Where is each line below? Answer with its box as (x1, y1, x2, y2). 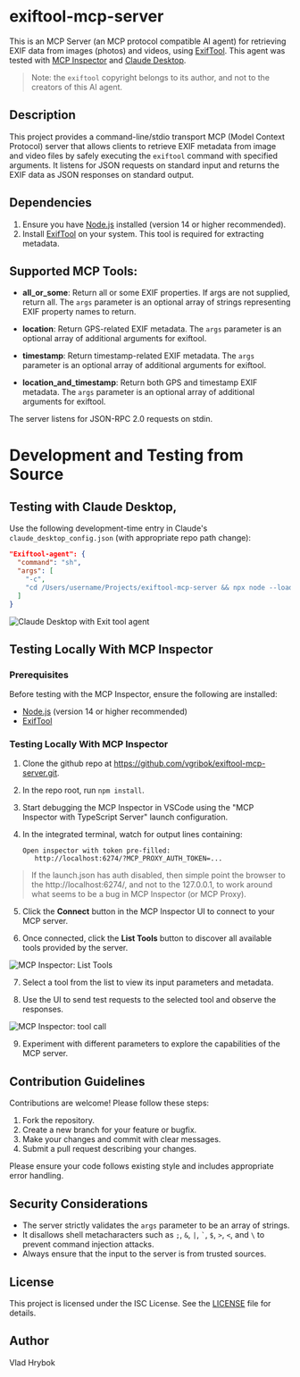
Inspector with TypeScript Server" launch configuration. (21, 811, 229, 823)
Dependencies (9, 195, 92, 211)
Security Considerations (9, 1196, 149, 1212)
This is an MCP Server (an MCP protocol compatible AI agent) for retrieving (9, 36, 287, 46)
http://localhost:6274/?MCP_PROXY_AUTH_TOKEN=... (34, 854, 223, 863)
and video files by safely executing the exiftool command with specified (9, 150, 279, 161)
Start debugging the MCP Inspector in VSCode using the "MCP (21, 802, 254, 813)
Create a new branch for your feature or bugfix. (21, 1124, 197, 1136)
